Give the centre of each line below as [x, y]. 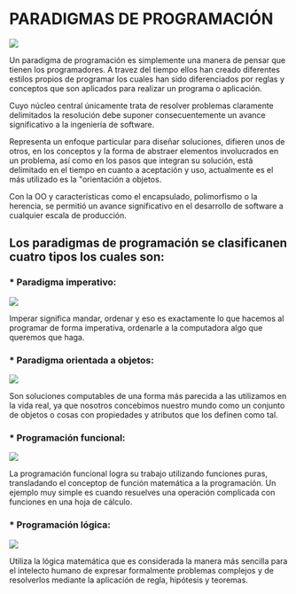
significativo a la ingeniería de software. [82, 124]
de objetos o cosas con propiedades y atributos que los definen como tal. [144, 414]
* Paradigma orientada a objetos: [82, 360]
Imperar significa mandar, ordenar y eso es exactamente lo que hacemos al [147, 318]
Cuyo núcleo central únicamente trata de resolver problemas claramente [142, 106]
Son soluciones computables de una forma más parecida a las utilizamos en [148, 395]
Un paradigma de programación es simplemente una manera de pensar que [148, 60]
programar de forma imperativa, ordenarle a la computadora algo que [136, 327]
